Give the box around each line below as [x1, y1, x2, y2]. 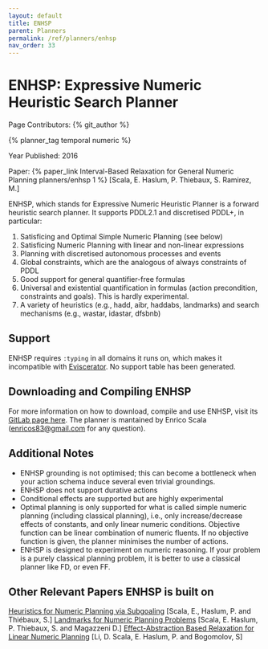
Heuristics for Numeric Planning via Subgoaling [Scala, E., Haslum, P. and [8, 606, 251, 616]
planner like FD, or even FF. [19, 561, 111, 571]
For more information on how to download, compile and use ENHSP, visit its [8, 406, 258, 416]
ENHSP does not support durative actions [19, 485, 158, 495]
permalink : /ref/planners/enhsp [8, 34, 116, 43]
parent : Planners [8, 27, 67, 35]
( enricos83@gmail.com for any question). [8, 423, 146, 433]
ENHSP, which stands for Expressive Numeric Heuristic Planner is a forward [8, 199, 259, 209]
